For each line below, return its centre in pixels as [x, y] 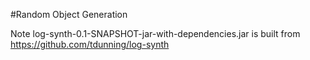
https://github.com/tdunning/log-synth [90, 44]
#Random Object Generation [69, 14]
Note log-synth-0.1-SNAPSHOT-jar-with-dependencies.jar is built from [155, 33]
